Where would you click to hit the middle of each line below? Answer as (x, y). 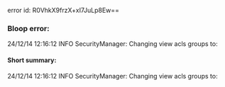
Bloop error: (28, 28)
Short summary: (32, 60)
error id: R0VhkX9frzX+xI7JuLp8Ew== (63, 10)
